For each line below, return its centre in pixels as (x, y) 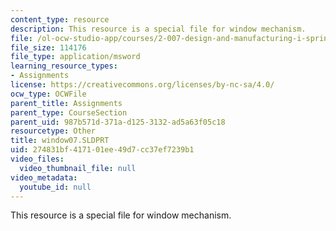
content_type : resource (60, 19)
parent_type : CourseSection (69, 112)
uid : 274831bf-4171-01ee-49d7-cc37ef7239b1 (102, 150)
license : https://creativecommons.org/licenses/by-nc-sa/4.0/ (142, 85)
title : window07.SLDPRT (60, 141)
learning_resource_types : (64, 66)
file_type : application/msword (75, 57)
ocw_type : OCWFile (48, 94)
